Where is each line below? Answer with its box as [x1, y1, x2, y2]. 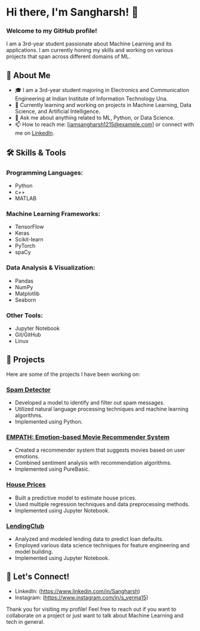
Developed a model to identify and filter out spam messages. [14, 399, 165, 406]
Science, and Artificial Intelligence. [14, 108, 100, 115]
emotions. [14, 453, 40, 460]
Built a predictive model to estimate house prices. [14, 494, 137, 501]
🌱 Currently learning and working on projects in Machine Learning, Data [14, 102, 192, 109]
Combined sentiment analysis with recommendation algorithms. [14, 460, 172, 467]
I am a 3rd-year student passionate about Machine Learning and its [6, 40, 172, 47]
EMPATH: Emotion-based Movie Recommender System [6, 433, 170, 441]
